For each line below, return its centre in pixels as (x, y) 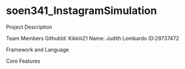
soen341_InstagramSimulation (82, 11)
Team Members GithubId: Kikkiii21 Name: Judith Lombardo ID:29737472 (92, 38)
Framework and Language (38, 49)
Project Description (29, 27)
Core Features (23, 61)
